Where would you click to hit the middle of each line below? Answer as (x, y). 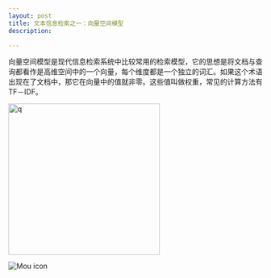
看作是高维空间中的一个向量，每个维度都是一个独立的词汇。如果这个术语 (142, 72)
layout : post (30, 16)
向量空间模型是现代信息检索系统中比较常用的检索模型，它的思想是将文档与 (132, 62)
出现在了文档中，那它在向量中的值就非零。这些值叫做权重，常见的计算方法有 (135, 82)
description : (30, 31)
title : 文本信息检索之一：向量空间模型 (66, 23)
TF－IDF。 (25, 92)
